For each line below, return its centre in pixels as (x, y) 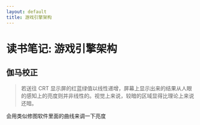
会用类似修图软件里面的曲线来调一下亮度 (56, 116)
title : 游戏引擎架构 (29, 17)
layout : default (26, 12)
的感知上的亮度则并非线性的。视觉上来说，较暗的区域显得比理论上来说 (107, 96)
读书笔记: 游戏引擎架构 (62, 49)
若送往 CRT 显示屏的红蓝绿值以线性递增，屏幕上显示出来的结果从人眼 (106, 88)
